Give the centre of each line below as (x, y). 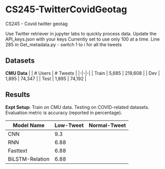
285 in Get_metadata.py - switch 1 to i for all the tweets (64, 44)
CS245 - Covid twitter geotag (36, 24)
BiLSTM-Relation (29, 159)
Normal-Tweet (107, 125)
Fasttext (18, 151)
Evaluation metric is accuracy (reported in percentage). (64, 112)
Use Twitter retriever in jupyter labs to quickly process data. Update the (81, 33)
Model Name (29, 125)
